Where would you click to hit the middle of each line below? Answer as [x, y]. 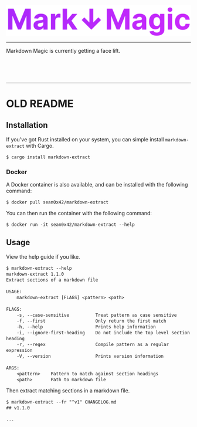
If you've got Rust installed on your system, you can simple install [85, 139]
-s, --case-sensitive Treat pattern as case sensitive [97, 315]
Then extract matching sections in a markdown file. [68, 390]
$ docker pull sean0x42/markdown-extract [57, 202]
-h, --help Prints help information [86, 327]
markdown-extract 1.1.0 [35, 274]
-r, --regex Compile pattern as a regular [93, 344]
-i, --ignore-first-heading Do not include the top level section [103, 333]
